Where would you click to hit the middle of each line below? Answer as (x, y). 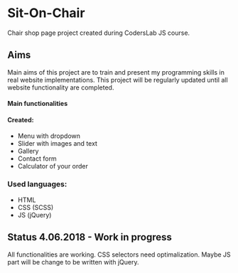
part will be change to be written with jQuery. (73, 262)
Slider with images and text (58, 143)
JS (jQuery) (34, 215)
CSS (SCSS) (36, 207)
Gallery (28, 151)
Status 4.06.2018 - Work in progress (90, 237)
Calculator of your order (53, 166)
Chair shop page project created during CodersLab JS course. (99, 33)
